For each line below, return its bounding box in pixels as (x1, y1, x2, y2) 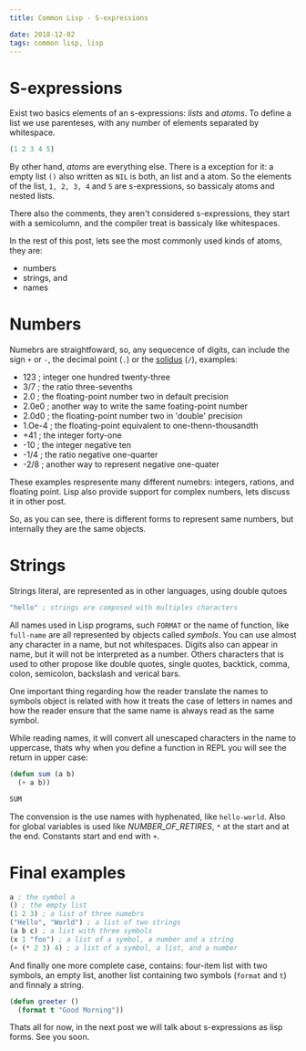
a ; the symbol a (9, 892, 76, 901)
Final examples (9, 862, 126, 883)
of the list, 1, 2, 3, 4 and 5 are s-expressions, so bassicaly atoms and (9, 181, 275, 192)
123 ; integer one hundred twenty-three (22, 371, 171, 383)
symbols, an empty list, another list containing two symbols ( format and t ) (9, 969, 287, 981)
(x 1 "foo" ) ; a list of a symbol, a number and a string (9, 934, 234, 944)
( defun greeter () (9, 996, 79, 1006)
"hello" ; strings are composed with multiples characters (9, 603, 239, 612)
